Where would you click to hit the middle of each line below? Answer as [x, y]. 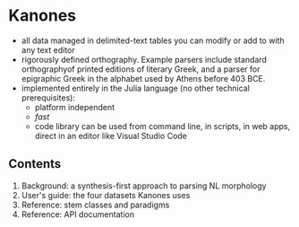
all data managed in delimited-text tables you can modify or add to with [153, 40]
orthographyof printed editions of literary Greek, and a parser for [141, 69]
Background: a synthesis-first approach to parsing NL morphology [144, 186]
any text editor [48, 49]
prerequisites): [48, 97]
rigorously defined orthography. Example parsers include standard [144, 59]
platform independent [75, 107]
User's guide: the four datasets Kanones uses [106, 195]
